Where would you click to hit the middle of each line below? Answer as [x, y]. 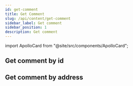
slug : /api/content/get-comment [38, 18]
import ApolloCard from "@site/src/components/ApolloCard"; [66, 46]
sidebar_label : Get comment [34, 23]
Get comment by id [35, 61]
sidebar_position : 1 [26, 28]
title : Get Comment [25, 14]
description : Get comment [31, 32]
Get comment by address [44, 77]
